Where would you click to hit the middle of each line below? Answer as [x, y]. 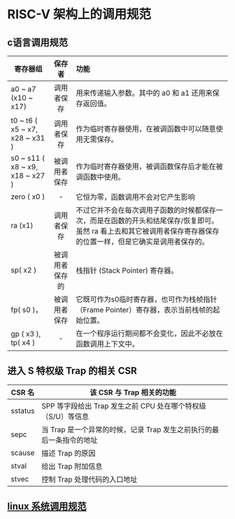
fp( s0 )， [27, 310]
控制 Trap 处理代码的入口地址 [90, 479]
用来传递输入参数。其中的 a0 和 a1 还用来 [144, 93]
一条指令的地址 [73, 440]
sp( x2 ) [24, 270]
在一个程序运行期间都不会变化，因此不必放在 [149, 333]
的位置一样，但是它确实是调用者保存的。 [142, 242]
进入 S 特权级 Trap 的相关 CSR [72, 371]
